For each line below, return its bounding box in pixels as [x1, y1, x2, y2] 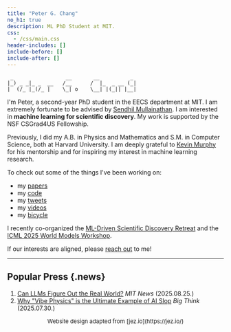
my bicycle [16, 210, 48, 219]
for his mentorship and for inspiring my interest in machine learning [7, 147, 197, 155]
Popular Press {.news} [7, 271, 106, 283]
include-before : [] [7, 49, 63, 56]
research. [7, 155, 34, 163]
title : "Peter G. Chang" [7, 10, 78, 17]
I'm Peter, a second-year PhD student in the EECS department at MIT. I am [7, 98, 218, 106]
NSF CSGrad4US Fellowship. [7, 120, 89, 128]
